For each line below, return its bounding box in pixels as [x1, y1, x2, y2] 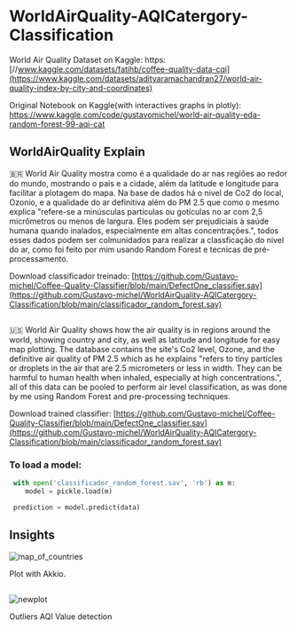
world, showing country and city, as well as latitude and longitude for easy [9, 334, 281, 345]
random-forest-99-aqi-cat [9, 118, 106, 130]
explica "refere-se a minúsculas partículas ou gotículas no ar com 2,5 [9, 206, 263, 216]
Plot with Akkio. [9, 568, 66, 578]
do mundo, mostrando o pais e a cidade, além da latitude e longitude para [9, 177, 279, 188]
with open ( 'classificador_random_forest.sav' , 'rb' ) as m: [12, 479, 237, 488]
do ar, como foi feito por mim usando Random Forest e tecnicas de [9, 244, 253, 255]
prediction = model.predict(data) [12, 503, 141, 512]
